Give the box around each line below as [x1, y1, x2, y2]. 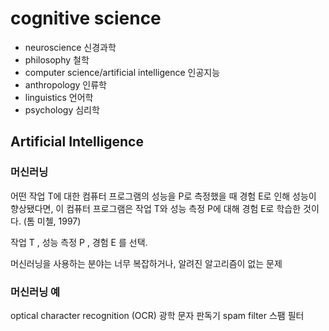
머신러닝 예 [10, 285, 61, 299]
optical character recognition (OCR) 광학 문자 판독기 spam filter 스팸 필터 [10, 309, 305, 321]
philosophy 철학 [24, 53, 90, 66]
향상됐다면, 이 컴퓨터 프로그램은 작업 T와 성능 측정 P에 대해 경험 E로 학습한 [10, 202, 302, 214]
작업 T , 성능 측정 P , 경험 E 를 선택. [10, 236, 148, 248]
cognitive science [10, 7, 162, 30]
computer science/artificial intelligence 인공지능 [24, 66, 221, 78]
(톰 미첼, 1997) [23, 215, 82, 227]
